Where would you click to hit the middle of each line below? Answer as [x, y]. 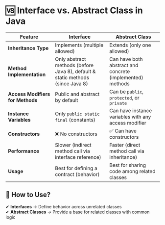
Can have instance [130, 110]
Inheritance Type [28, 48]
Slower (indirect [73, 145]
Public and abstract [77, 94]
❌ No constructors [76, 134]
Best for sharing [128, 165]
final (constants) [75, 120]
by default [67, 100]
